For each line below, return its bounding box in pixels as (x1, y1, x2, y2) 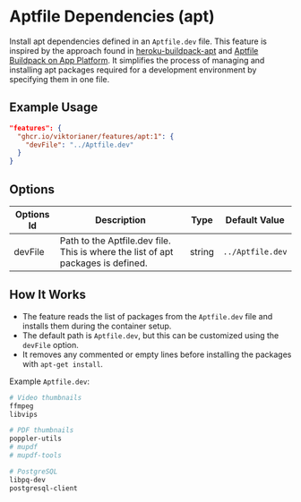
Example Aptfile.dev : (9, 376, 90, 387)
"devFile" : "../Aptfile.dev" (25, 140, 134, 149)
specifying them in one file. (9, 73, 110, 84)
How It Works (9, 287, 87, 302)
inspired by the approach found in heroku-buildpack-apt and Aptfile (9, 45, 259, 55)
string (189, 245, 215, 258)
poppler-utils (9, 434, 63, 444)
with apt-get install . (21, 358, 103, 369)
